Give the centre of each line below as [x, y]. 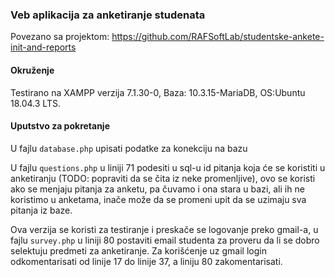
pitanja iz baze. [41, 210]
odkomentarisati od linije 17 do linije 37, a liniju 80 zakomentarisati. [146, 261]
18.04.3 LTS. [35, 103]
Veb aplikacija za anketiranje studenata [108, 15]
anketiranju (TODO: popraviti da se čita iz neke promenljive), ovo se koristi [163, 178]
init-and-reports [43, 47]
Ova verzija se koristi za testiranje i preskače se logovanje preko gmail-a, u [164, 229]
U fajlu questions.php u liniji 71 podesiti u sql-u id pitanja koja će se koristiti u [168, 167]
